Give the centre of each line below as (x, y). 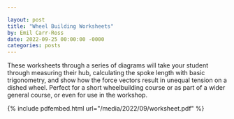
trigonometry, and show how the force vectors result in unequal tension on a (117, 80)
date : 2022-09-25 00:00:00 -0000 (56, 39)
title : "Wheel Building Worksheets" (60, 26)
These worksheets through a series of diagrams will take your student (108, 65)
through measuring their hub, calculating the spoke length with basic (106, 73)
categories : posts (34, 46)
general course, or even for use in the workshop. (78, 95)
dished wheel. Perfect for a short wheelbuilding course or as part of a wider (116, 88)
